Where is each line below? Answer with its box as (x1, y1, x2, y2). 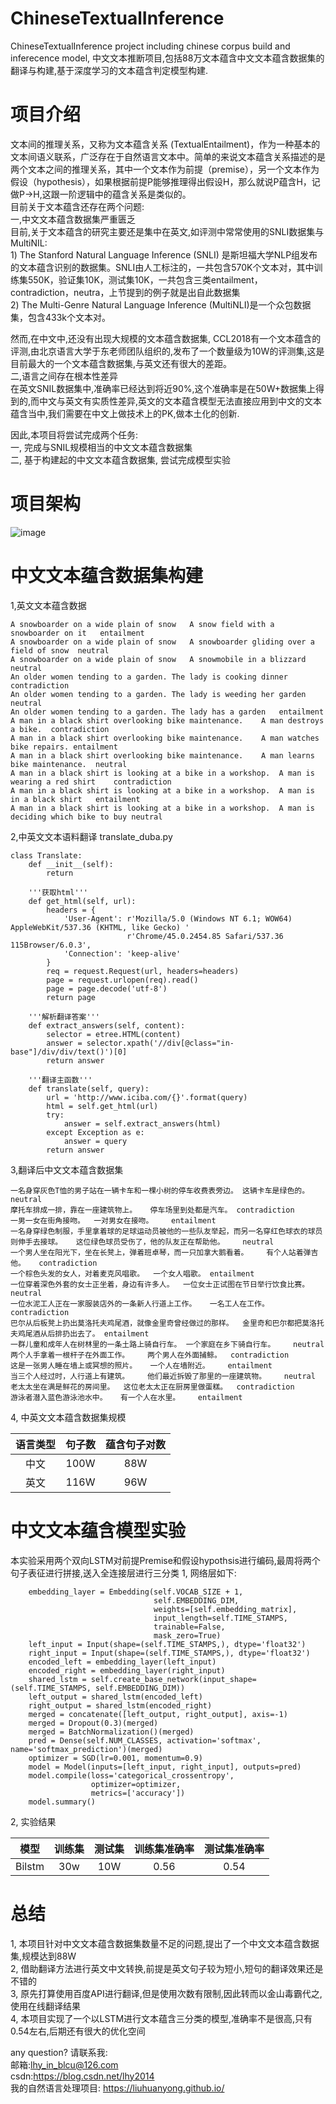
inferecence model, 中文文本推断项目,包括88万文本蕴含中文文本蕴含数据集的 (10, 52, 325, 64)
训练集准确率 (133, 1842, 195, 1856)
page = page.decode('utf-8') (46, 983, 168, 994)
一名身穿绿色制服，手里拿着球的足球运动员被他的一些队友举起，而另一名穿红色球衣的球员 (10, 1226, 323, 1236)
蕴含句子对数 (105, 1437, 167, 1451)
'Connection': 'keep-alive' (63, 948, 182, 959)
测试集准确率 (203, 1842, 265, 1856)
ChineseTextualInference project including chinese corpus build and (10, 40, 291, 52)
